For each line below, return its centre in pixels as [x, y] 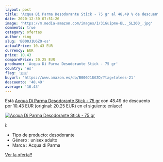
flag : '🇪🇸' [17, 73]
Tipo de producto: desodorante [43, 135]
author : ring [18, 37]
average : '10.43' [23, 87]
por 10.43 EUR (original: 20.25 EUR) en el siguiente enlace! [64, 106]
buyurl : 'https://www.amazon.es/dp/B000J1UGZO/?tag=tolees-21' [70, 78]
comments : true [20, 28]
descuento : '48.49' [25, 82]
